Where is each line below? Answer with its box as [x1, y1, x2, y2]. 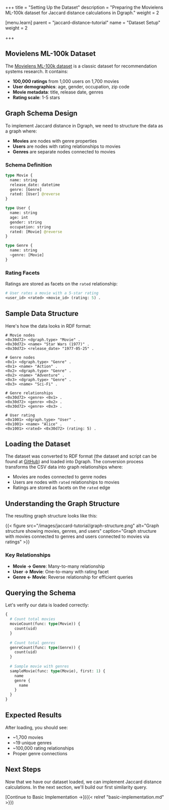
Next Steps [5, 765, 41, 774]
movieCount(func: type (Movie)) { [10, 622, 81, 627]
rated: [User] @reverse [10, 191, 60, 197]
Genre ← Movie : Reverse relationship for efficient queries [12, 574, 133, 580]
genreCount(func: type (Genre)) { [10, 645, 81, 650]
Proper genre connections [12, 750, 67, 756]
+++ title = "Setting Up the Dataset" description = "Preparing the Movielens [5, 5, 163, 10]
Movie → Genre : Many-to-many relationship [12, 563, 105, 569]
